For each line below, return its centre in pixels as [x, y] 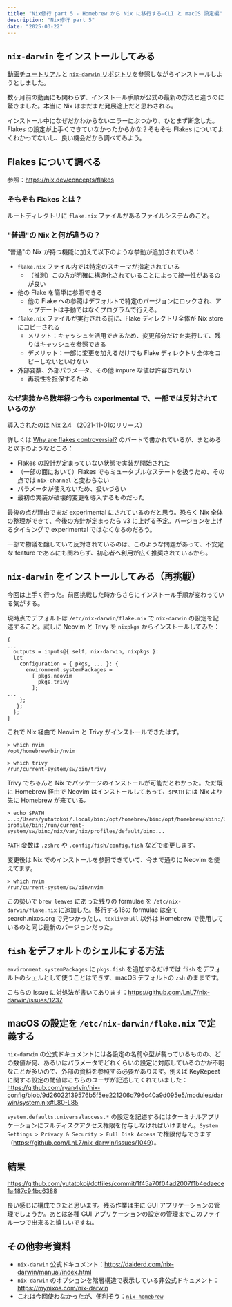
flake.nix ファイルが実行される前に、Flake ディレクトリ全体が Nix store [120, 318]
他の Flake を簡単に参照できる [60, 292]
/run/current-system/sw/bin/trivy [57, 769]
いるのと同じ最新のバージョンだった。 [61, 927]
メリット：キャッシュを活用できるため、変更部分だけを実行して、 [121, 335]
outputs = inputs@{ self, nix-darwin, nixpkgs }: [86, 651]
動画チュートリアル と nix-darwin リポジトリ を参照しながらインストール [109, 74]
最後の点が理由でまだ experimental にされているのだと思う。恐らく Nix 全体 [115, 512]
